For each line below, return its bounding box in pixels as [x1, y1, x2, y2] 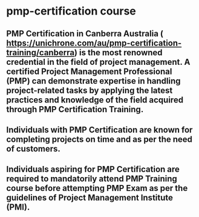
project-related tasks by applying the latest [6, 85, 173, 95]
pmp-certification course [6, 4, 136, 18]
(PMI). [6, 202, 30, 213]
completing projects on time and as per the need [6, 134, 192, 144]
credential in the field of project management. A [6, 56, 191, 67]
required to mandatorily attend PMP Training [6, 174, 177, 184]
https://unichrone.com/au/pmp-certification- [6, 38, 182, 48]
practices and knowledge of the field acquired [6, 95, 183, 105]
